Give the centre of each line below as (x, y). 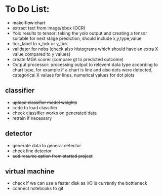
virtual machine (30, 171)
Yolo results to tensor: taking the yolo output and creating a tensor (80, 33)
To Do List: (27, 9)
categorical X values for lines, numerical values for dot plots (73, 75)
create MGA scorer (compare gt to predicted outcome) (68, 59)
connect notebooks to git (38, 189)
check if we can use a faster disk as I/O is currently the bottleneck (80, 183)
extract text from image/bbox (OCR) (49, 28)
